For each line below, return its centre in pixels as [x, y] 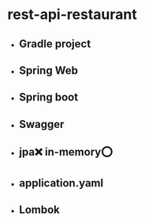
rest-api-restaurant [72, 15]
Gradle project [55, 44]
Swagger [41, 124]
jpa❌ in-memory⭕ [66, 152]
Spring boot [48, 98]
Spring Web [48, 70]
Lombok [39, 210]
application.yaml [61, 183]
